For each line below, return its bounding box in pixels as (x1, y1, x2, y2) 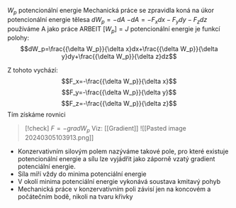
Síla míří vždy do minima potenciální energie (17, 170, 147, 178)
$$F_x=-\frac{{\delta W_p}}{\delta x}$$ (61, 77, 177, 86)
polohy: (7, 33, 30, 42)
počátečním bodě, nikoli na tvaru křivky (17, 192, 133, 201)
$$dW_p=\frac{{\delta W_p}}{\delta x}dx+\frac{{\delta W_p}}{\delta (20, 45, 218, 53)
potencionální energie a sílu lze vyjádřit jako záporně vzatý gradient (17, 155, 215, 163)
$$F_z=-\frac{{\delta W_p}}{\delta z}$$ (61, 99, 177, 108)
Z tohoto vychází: (7, 66, 58, 75)
